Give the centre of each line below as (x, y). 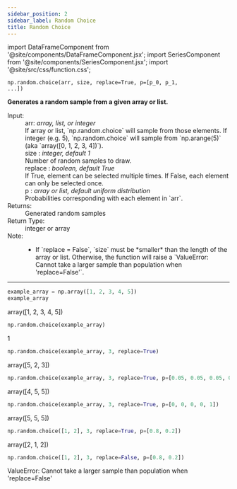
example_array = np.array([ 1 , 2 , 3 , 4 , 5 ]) (72, 292)
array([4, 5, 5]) (29, 391)
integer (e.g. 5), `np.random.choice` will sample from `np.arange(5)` (123, 138)
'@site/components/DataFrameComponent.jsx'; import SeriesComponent (114, 54)
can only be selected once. (64, 183)
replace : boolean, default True (70, 168)
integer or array (48, 229)
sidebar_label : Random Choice (52, 21)
